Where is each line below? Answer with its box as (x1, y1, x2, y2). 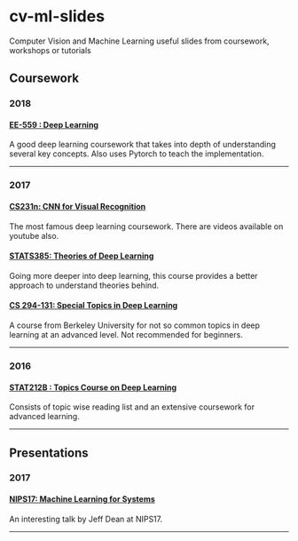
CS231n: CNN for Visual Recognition (9, 201, 146, 211)
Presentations (9, 445, 89, 460)
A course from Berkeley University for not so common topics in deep (9, 320, 260, 330)
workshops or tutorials (9, 44, 91, 55)
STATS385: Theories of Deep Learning (9, 251, 154, 261)
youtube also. (9, 230, 59, 241)
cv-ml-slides (9, 6, 105, 27)
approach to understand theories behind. (9, 280, 160, 290)
